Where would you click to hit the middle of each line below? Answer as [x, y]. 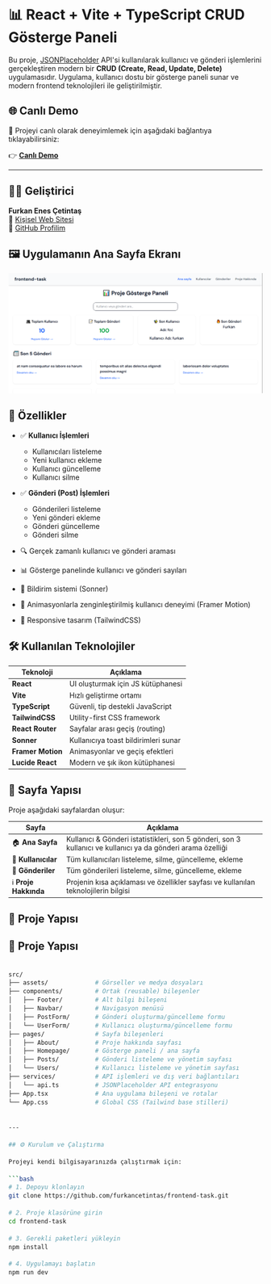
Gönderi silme [55, 535]
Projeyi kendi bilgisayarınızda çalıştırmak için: [95, 1162]
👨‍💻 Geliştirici [41, 191]
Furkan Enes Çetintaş [45, 211]
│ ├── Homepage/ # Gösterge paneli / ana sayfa [104, 1051]
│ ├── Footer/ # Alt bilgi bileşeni [88, 1000]
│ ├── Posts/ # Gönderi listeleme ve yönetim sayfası [120, 1060]
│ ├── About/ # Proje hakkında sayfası [95, 1043]
